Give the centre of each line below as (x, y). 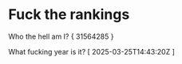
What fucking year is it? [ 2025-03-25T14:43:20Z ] (92, 51)
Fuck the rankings (69, 15)
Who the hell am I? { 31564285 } (61, 36)
